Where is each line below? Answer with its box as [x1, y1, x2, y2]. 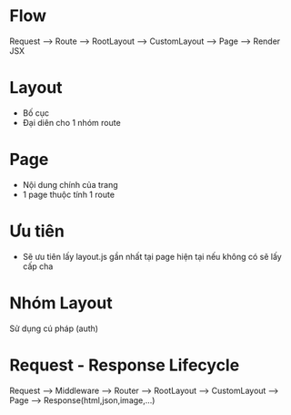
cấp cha [22, 261, 54, 272]
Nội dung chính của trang [22, 179, 118, 190]
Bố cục [22, 107, 50, 119]
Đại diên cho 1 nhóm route [22, 117, 121, 128]
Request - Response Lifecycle [9, 355, 240, 375]
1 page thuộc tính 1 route [22, 189, 115, 200]
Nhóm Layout [9, 293, 113, 313]
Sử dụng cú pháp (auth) [9, 323, 98, 334]
